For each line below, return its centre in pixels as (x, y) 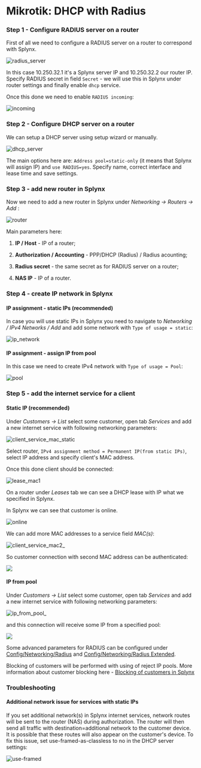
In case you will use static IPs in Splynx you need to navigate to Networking (99, 321)
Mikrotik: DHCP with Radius (76, 11)
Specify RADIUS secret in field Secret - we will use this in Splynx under (94, 79)
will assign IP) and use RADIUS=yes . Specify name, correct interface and (94, 167)
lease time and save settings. (42, 173)
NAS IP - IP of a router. (43, 278)
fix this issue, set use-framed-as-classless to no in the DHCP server (90, 740)
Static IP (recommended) (38, 408)
